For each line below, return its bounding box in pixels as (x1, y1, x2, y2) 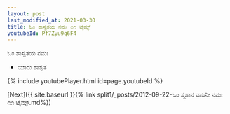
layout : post (7, 10, 46, 17)
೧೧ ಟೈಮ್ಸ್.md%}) (7, 99, 51, 107)
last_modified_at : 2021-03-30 (7, 17, 96, 24)
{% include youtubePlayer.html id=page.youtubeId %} (7, 77, 163, 85)
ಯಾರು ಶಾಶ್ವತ (17, 63, 47, 71)
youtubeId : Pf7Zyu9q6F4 (7, 29, 77, 37)
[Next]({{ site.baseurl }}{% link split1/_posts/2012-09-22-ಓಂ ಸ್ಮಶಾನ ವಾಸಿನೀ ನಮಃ (7, 90, 223, 99)
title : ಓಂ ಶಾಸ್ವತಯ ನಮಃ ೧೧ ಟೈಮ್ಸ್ (7, 23, 91, 30)
